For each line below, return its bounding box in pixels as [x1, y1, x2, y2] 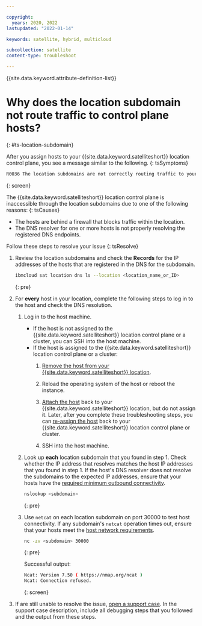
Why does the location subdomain [6, 96, 181, 109]
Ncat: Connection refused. [23, 578, 92, 584]
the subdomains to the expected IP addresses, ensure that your [23, 473, 182, 480]
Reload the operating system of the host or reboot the [41, 380, 176, 387]
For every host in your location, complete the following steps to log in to [14, 295, 194, 302]
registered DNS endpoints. [14, 230, 81, 238]
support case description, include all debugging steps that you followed [14, 607, 193, 614]
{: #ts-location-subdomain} [6, 141, 74, 148]
